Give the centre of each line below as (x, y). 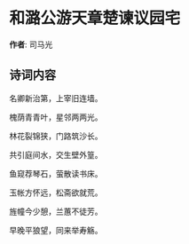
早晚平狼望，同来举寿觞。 (56, 230)
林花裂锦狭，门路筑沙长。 (56, 136)
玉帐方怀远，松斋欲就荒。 (56, 193)
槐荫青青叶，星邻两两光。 (56, 117)
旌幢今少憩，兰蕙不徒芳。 (56, 211)
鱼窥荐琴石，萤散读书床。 (56, 173)
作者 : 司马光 (31, 44)
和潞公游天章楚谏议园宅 (95, 18)
